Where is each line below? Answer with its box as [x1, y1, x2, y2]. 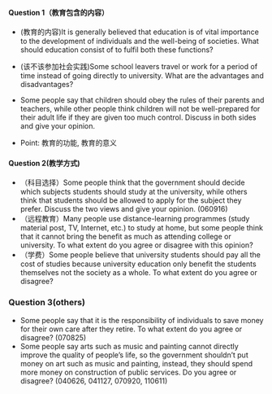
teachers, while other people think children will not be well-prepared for [19, 104, 261, 114]
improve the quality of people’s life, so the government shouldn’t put [19, 350, 249, 360]
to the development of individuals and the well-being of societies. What [19, 37, 260, 46]
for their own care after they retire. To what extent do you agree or [19, 324, 243, 334]
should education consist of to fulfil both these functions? [19, 45, 214, 55]
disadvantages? [19, 80, 74, 90]
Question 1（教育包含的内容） [8, 7, 110, 17]
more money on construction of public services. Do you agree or [19, 367, 237, 377]
